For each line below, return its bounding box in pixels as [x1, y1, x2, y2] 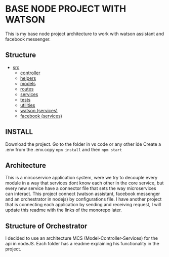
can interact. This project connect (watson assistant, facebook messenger [5, 191, 160, 197]
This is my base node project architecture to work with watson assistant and [5, 30, 164, 37]
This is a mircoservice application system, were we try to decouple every [5, 175, 158, 181]
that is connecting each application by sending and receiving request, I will [5, 202, 161, 208]
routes [20, 86, 34, 92]
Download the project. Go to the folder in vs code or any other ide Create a [5, 141, 161, 147]
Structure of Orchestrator [5, 221, 88, 230]
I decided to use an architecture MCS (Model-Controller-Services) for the [5, 235, 158, 241]
